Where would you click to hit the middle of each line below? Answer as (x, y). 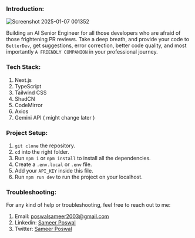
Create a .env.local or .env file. (53, 164)
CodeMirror (28, 105)
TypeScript (28, 86)
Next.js (23, 80)
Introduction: (25, 9)
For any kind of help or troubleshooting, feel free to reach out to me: (88, 205)
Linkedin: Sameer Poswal (45, 223)
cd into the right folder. (42, 151)
